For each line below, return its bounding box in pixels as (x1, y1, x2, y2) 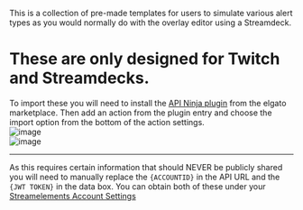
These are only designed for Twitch (9, 49, 280, 69)
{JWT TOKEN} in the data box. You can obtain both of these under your (9, 180, 266, 192)
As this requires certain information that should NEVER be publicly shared (9, 161, 283, 172)
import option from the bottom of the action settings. (9, 116, 205, 127)
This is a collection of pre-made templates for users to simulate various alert (9, 8, 293, 18)
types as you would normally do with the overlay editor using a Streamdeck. (9, 17, 291, 28)
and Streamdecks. (9, 68, 151, 88)
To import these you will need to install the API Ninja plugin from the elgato (9, 97, 287, 108)
